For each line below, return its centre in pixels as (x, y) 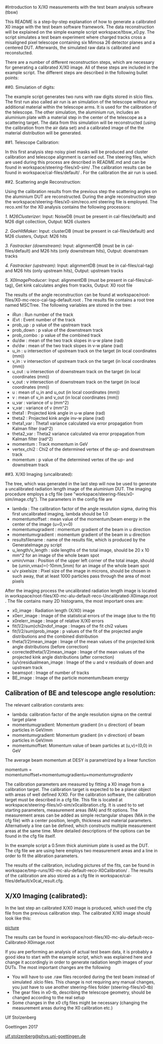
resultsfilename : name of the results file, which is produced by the (79, 540)
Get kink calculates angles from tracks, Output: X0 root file (74, 285)
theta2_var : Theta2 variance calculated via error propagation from (78, 434)
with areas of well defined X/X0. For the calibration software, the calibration (81, 794)
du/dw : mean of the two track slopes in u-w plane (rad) (68, 340)
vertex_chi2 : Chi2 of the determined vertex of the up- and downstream (83, 449)
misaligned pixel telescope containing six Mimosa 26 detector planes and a (80, 42)
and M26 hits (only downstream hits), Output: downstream (90, 251)
